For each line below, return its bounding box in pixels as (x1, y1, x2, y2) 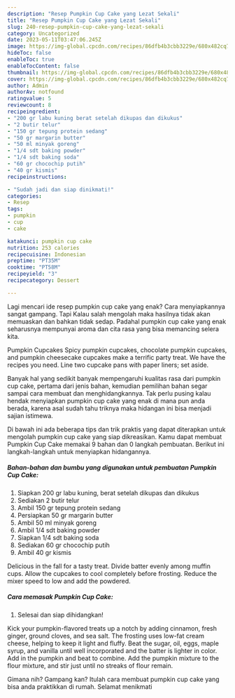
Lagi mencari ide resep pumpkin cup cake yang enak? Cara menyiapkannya (7, 302, 226, 311)
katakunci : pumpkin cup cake (7, 238, 92, 245)
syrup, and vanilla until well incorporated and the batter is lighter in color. (7, 646, 218, 655)
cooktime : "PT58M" (7, 264, 61, 271)
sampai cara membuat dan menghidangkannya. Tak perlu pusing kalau (7, 389, 211, 397)
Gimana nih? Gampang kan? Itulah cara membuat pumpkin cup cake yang (7, 675, 220, 683)
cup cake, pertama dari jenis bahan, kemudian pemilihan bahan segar (7, 382, 208, 390)
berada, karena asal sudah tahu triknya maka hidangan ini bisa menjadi (7, 404, 212, 412)
